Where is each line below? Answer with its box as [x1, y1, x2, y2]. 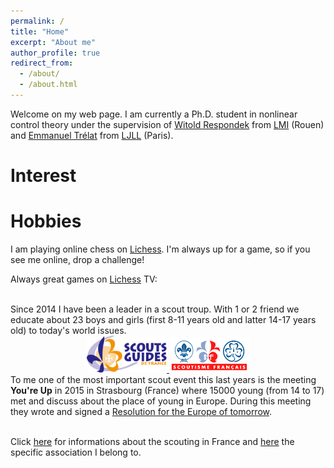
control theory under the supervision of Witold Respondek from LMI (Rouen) [10, 118, 325, 130]
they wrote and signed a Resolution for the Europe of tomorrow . [10, 405, 273, 417]
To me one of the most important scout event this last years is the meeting [10, 373, 317, 385]
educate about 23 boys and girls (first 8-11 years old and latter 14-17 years [10, 314, 317, 325]
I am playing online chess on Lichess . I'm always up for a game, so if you [10, 243, 311, 255]
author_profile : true [10, 48, 101, 58]
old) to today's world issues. [10, 325, 127, 336]
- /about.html [19, 80, 78, 90]
